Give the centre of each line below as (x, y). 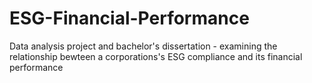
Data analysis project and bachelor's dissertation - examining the (143, 46)
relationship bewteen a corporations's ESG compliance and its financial (156, 56)
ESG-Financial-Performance (129, 18)
